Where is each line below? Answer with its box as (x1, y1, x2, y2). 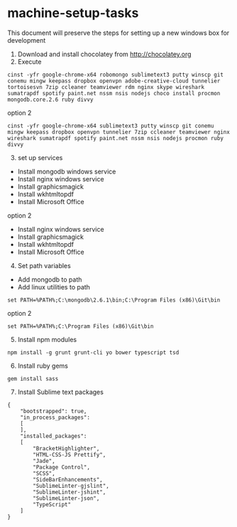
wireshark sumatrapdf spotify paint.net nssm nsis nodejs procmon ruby (7, 134, 224, 142)
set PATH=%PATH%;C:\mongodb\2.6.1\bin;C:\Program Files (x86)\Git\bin (7, 297, 221, 304)
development (7, 36, 46, 44)
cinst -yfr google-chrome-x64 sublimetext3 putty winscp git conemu (7, 122, 214, 129)
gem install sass (7, 375, 59, 382)
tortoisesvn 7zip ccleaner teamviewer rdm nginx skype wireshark (7, 83, 204, 90)
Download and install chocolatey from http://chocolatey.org (17, 50, 192, 58)
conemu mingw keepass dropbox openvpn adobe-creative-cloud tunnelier (7, 77, 221, 85)
